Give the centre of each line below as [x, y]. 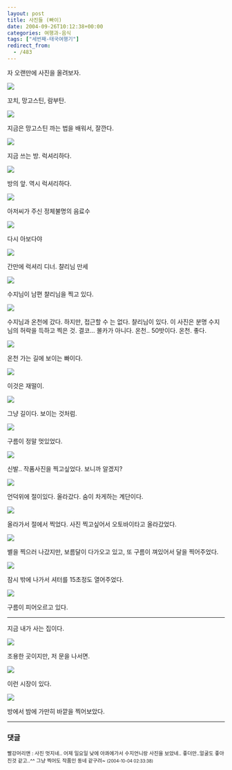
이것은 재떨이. [26, 385]
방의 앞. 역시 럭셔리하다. [39, 183]
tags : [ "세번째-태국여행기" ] [43, 39]
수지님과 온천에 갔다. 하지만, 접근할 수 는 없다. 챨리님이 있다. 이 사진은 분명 [107, 322]
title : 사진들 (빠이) [35, 20]
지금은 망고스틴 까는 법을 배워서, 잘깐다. [60, 128]
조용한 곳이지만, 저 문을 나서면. [49, 656]
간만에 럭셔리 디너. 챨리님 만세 [48, 266]
